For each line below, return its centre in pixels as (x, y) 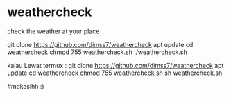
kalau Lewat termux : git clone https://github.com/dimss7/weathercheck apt (115, 65)
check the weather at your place (53, 31)
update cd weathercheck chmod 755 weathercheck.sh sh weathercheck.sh (115, 73)
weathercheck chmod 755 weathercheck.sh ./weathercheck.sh (97, 52)
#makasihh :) (26, 86)
